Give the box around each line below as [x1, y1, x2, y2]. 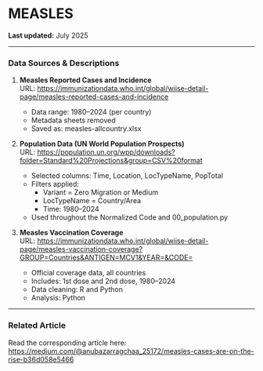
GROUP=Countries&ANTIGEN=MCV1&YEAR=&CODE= [19, 253, 193, 263]
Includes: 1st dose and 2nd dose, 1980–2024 [31, 276, 176, 286]
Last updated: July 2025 [8, 31, 88, 40]
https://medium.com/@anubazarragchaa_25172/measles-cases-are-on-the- [8, 346, 254, 355]
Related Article [8, 320, 67, 331]
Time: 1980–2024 [42, 205, 99, 214]
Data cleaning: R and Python [31, 285, 124, 294]
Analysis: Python [31, 293, 86, 303]
